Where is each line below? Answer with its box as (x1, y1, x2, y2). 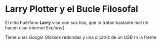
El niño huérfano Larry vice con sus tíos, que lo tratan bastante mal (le (5, 20, 148, 25)
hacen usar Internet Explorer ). (5, 24, 66, 30)
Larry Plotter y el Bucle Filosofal (5, 3, 138, 15)
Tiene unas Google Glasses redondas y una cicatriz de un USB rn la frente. (5, 34, 158, 40)
